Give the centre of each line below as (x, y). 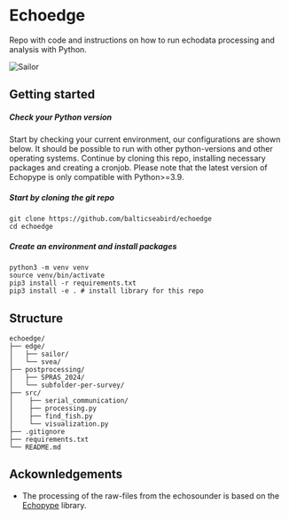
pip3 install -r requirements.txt (73, 283)
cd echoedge (31, 227)
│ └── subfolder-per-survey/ (67, 385)
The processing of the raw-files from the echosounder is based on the (151, 495)
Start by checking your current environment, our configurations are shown (145, 139)
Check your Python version (61, 117)
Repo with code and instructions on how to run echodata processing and (142, 40)
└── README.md (35, 448)
